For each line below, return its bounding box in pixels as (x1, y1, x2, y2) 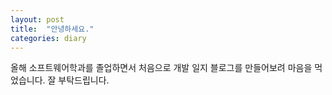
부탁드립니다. (58, 74, 110, 86)
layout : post (10, 14, 65, 25)
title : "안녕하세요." (10, 24, 95, 34)
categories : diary (10, 33, 87, 43)
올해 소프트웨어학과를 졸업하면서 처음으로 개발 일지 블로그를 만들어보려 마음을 (10, 62, 313, 74)
